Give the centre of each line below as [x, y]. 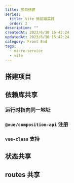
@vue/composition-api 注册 [37, 124]
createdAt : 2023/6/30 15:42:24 [37, 32]
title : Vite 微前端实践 [32, 19]
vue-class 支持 [22, 139]
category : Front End [26, 42]
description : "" [22, 28]
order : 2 [18, 23]
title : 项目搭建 [20, 10]
